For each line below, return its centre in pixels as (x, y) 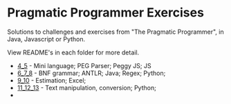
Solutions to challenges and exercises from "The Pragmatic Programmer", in (115, 32)
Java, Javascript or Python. (46, 39)
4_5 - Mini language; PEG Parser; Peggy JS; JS (84, 65)
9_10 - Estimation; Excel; (52, 80)
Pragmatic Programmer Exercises (105, 13)
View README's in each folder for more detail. (73, 52)
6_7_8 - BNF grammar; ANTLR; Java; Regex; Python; (91, 73)
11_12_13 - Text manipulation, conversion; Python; (87, 87)
